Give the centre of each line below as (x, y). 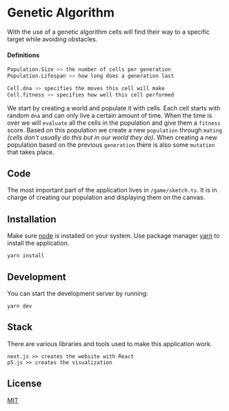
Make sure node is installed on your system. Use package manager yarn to (113, 236)
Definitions (23, 55)
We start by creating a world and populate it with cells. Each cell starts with (114, 108)
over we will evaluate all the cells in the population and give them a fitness (114, 123)
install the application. (38, 243)
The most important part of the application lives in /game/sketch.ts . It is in (112, 190)
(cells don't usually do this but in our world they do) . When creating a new (112, 137)
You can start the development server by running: (78, 294)
